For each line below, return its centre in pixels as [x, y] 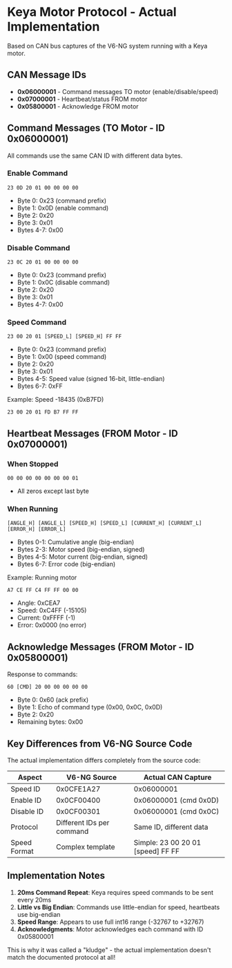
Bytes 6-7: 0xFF [40, 386]
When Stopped [33, 464]
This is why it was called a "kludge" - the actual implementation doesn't [109, 950]
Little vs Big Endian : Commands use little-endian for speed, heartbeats [118, 907]
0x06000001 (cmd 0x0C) [176, 812]
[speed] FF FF [156, 851]
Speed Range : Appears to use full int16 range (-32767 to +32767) [110, 922]
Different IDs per [83, 823]
